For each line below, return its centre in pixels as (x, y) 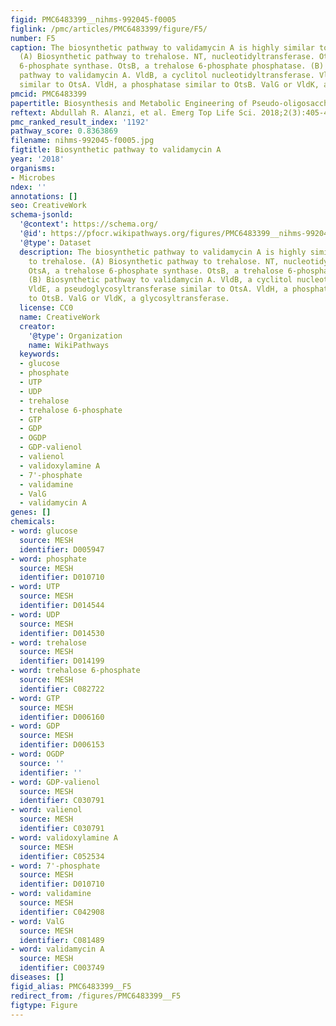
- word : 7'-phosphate (55, 866)
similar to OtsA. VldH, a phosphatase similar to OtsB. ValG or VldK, (169, 85)
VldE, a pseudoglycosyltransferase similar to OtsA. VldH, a (158, 289)
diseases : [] (37, 977)
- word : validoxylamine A (64, 837)
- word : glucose (44, 531)
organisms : (33, 168)
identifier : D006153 (62, 745)
